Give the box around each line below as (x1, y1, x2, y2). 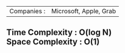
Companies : (9, 7, 46, 15)
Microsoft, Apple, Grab (51, 7, 116, 15)
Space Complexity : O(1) (6, 37, 100, 47)
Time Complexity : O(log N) (6, 27, 112, 38)
